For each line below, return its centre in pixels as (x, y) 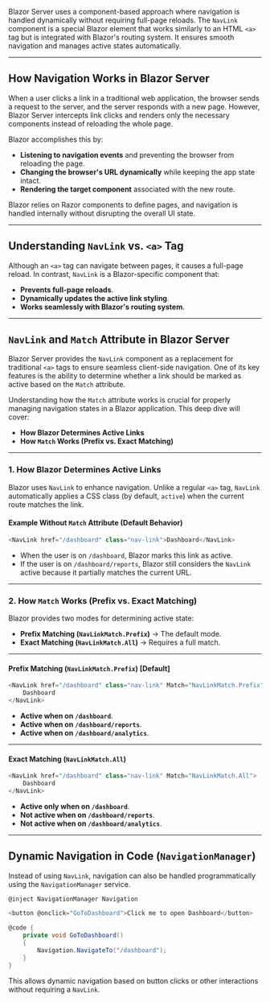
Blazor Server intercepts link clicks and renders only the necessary (119, 115)
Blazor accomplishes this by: (56, 139)
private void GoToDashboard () (74, 936)
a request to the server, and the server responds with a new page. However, (134, 106)
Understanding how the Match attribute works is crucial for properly (120, 400)
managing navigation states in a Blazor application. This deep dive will (125, 409)
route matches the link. (46, 504)
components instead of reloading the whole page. (91, 123)
